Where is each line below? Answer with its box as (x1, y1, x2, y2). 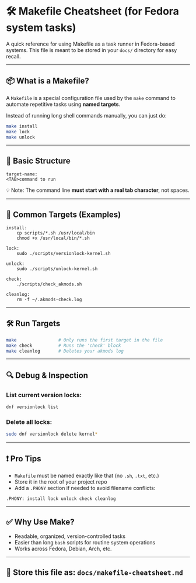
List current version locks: (6, 391, 82, 399)
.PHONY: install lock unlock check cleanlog (6, 495, 116, 502)
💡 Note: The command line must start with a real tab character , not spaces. (6, 187, 190, 194)
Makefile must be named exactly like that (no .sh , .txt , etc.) (14, 472, 159, 479)
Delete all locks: (6, 418, 52, 426)
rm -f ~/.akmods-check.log (16, 296, 82, 302)
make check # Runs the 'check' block (6, 343, 121, 349)
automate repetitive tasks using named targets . (6, 101, 121, 108)
